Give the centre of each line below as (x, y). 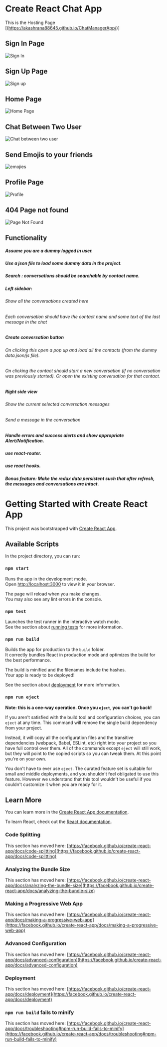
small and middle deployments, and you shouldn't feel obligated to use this (82, 773)
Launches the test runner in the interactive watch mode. (63, 621)
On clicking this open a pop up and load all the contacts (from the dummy (81, 350)
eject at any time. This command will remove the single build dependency (81, 722)
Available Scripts (32, 544)
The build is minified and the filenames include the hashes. (66, 670)
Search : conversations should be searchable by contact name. (73, 276)
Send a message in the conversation (43, 419)
